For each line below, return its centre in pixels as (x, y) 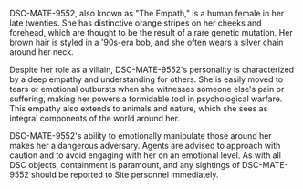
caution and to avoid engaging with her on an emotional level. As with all (145, 155)
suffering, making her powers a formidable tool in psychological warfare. (146, 99)
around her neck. (42, 52)
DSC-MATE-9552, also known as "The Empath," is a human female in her (147, 13)
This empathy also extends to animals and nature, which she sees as (139, 108)
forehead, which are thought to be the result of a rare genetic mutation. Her (151, 32)
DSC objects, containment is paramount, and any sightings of (125, 165)
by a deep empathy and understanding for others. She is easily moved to (146, 79)
